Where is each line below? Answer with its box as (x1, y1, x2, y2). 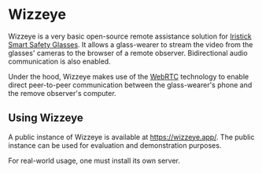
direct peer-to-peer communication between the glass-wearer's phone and (8, 80, 253, 90)
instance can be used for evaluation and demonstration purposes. (8, 140, 222, 150)
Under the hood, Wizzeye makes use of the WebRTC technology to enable (8, 72, 249, 81)
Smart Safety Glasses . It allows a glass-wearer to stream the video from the (8, 39, 253, 49)
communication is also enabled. (8, 57, 112, 66)
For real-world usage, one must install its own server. (8, 156, 181, 165)
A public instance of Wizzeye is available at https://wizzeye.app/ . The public (8, 132, 255, 142)
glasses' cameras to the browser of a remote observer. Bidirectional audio (8, 48, 248, 57)
